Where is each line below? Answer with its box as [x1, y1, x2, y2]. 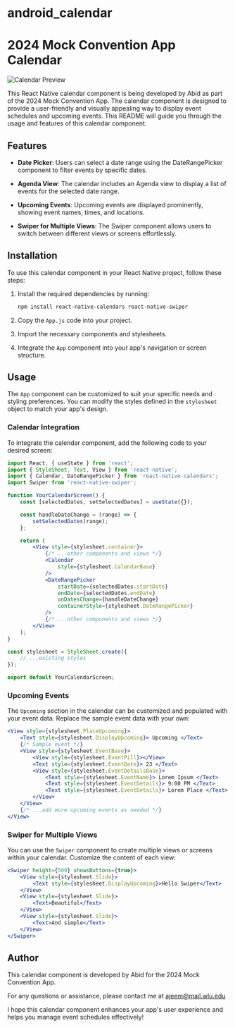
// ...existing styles [20, 654, 87, 662]
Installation [7, 250, 58, 262]
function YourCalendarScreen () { [7, 492, 106, 499]
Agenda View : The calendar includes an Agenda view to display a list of [17, 179, 227, 188]
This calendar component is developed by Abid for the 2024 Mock [7, 971, 201, 979]
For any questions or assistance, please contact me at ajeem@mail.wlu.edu [7, 992, 226, 1001]
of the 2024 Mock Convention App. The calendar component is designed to [7, 97, 227, 105]
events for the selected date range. [17, 187, 120, 195]
